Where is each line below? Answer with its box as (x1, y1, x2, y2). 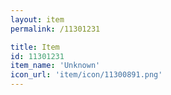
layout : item (10, 14, 65, 25)
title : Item (10, 42, 60, 52)
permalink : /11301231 (10, 24, 101, 34)
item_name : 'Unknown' (10, 61, 101, 71)
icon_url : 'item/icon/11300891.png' (10, 70, 163, 80)
